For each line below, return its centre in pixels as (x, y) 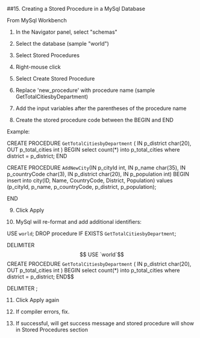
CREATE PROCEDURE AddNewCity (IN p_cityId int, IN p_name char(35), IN (96, 167)
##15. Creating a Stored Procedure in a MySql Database (76, 9)
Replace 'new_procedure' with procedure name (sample (85, 90)
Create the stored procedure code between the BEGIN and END (95, 120)
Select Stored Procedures (48, 55)
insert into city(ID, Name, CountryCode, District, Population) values (90, 180)
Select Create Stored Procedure (55, 78)
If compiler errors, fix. (42, 312)
